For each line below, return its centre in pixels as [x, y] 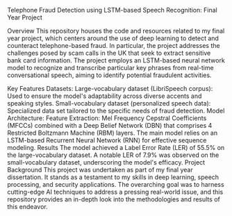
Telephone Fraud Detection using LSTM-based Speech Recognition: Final [112, 10]
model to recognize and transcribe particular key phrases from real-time [110, 68]
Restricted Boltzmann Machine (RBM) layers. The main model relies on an [112, 133]
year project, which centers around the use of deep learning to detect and [113, 38]
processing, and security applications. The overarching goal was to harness [116, 184]
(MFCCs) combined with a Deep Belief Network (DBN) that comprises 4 [110, 125]
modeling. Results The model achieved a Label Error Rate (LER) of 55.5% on [116, 148]
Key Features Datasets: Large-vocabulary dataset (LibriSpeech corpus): [110, 89]
